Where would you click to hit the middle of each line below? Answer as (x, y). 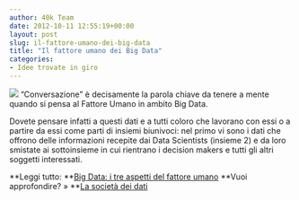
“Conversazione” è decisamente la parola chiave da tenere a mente (145, 94)
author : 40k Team (42, 17)
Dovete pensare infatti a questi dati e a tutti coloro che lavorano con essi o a (150, 121)
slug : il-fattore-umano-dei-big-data (80, 43)
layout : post (34, 34)
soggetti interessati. (46, 159)
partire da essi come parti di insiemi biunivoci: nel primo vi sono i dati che (145, 130)
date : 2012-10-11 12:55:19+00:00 (72, 26)
